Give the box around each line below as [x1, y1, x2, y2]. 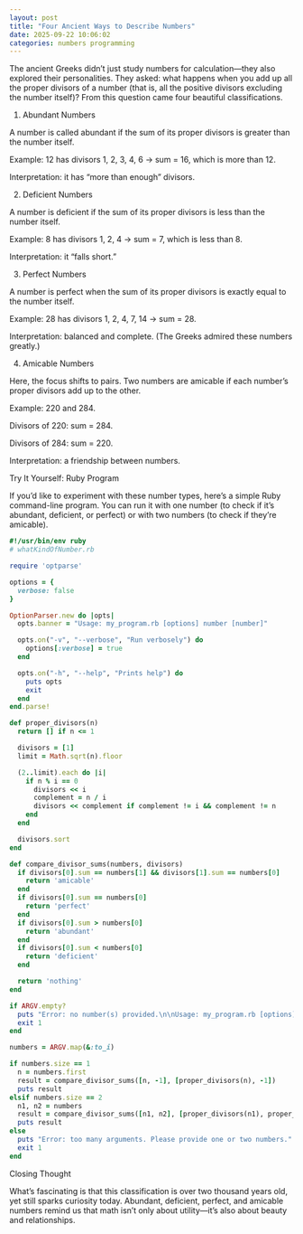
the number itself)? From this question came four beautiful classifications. [9, 92, 283, 103]
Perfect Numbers [22, 268, 87, 280]
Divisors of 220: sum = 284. [9, 420, 114, 431]
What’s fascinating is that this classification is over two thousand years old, [9, 1185, 289, 1196]
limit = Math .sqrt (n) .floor [17, 751, 124, 760]
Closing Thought [9, 1168, 72, 1179]
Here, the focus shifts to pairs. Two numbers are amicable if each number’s [9, 376, 289, 387]
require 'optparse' [9, 561, 83, 570]
